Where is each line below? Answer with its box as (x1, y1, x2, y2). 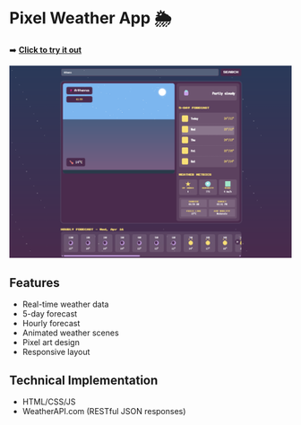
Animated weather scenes (21, 327, 119, 338)
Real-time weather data (21, 299, 109, 310)
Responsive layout (21, 347, 90, 358)
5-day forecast (21, 308, 78, 319)
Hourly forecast (21, 318, 81, 329)
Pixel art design (21, 337, 81, 348)
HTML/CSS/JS (21, 396, 76, 407)
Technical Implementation (9, 372, 159, 387)
